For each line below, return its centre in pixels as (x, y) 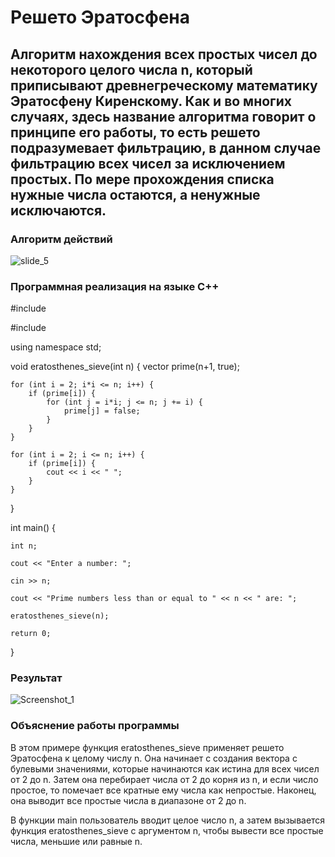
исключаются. (58, 210)
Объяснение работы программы (95, 726)
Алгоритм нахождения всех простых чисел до (164, 54)
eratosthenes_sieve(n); (60, 616)
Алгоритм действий (61, 239)
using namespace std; (56, 347)
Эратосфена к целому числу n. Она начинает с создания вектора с (154, 758)
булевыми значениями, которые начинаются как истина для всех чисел (165, 768)
